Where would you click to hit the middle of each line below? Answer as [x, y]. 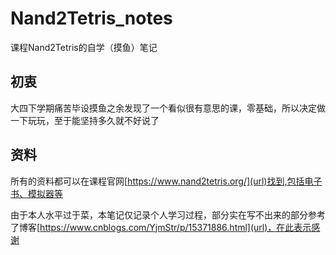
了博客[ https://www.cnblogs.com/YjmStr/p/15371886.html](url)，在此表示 [161, 227]
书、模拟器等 [36, 193]
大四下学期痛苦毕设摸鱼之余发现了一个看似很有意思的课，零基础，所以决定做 [168, 108]
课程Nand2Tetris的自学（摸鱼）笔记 [84, 47]
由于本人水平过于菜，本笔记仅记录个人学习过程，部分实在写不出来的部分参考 [168, 214]
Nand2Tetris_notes [91, 18]
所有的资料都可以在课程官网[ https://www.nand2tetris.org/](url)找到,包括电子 [166, 181]
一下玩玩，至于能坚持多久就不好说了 [85, 120]
